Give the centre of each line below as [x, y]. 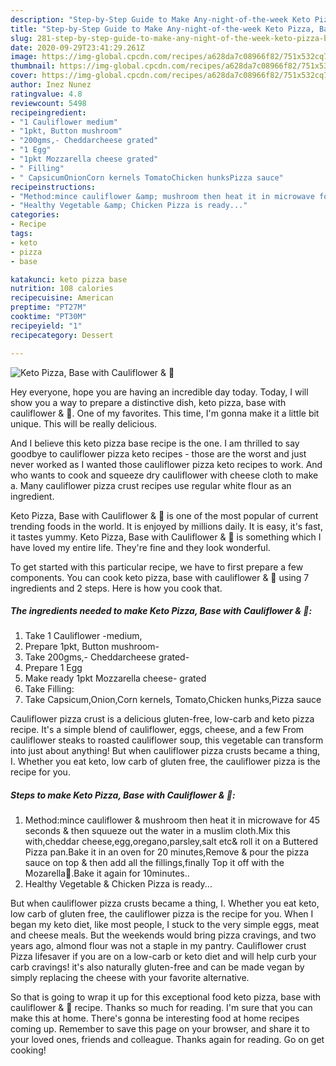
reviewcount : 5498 [48, 103]
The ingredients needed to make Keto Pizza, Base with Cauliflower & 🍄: [161, 611]
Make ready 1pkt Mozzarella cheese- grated [115, 678]
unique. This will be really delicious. [84, 423]
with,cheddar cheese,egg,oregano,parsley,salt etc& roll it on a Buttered [171, 842]
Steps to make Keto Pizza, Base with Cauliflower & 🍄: [123, 795]
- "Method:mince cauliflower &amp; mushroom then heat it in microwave [162, 196]
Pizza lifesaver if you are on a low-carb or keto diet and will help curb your [163, 957]
